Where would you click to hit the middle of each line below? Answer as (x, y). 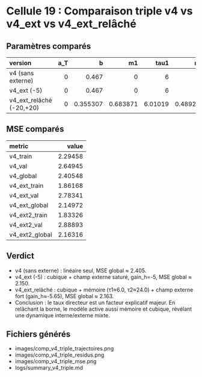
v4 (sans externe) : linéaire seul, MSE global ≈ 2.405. (81, 270)
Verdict (20, 256)
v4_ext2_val (26, 225)
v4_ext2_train (29, 215)
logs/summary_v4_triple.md (49, 368)
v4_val (18, 166)
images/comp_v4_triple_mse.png (56, 361)
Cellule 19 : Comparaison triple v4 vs (99, 11)
